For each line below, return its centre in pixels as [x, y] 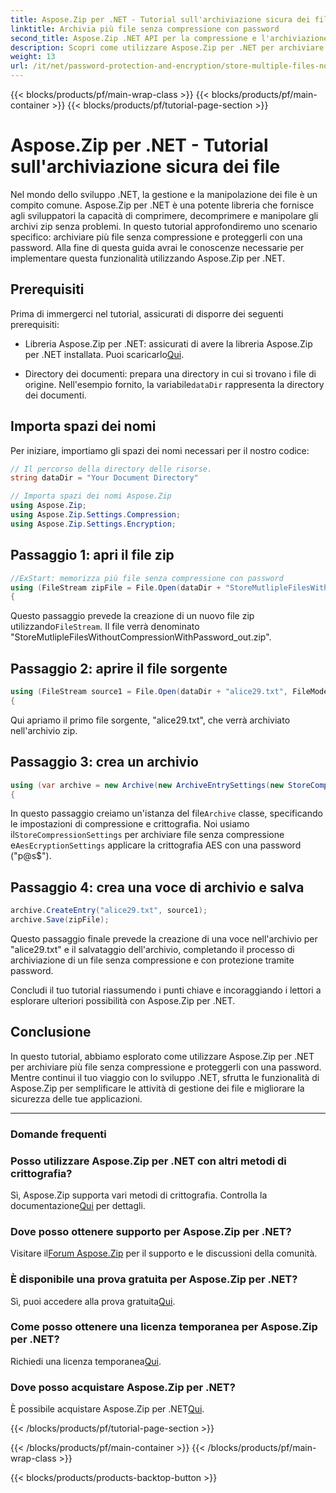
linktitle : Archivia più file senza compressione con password [145, 29]
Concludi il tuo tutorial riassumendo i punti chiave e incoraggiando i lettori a [166, 990]
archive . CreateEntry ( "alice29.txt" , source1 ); [109, 911]
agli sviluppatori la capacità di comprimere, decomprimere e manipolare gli [164, 215]
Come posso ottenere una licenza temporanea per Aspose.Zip [164, 1327]
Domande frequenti [58, 1134]
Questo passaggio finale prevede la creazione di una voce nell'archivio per [164, 938]
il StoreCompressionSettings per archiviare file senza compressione [147, 835]
